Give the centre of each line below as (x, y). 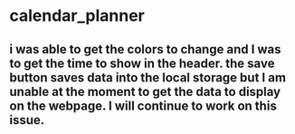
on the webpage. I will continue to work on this (143, 105)
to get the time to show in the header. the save (142, 63)
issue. (27, 120)
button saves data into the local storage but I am (148, 77)
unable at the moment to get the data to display (145, 91)
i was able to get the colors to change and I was (146, 49)
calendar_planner (77, 16)
